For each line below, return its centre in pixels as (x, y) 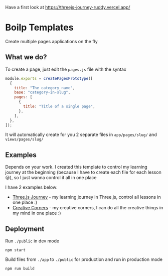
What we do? (26, 57)
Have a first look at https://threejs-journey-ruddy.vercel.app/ (68, 7)
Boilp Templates (39, 28)
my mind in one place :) (37, 213)
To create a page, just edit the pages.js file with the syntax (66, 69)
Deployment (25, 229)
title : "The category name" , (45, 88)
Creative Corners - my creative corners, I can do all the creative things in (88, 208)
